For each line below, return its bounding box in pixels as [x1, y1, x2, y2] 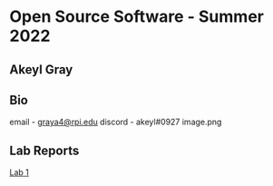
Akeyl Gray [9, 62, 73, 77]
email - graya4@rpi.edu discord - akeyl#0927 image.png [9, 116, 222, 128]
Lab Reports [9, 142, 80, 158]
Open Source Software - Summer [9, 6, 265, 27]
